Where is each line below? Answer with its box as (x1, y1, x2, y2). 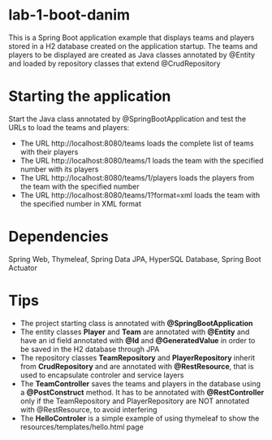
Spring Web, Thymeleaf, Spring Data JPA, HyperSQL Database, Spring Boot (8, 254, 261, 264)
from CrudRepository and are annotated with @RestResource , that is (19, 361, 254, 371)
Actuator (8, 263, 38, 272)
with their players (19, 146, 79, 156)
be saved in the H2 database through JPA (19, 344, 160, 354)
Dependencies (8, 228, 109, 246)
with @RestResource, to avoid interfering (19, 404, 158, 414)
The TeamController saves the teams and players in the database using (19, 378, 261, 388)
